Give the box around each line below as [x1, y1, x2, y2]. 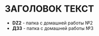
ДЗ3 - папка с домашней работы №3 [12, 25, 94, 31]
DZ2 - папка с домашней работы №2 [12, 20, 93, 26]
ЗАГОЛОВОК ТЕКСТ [5, 3, 94, 15]
